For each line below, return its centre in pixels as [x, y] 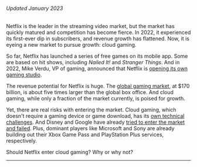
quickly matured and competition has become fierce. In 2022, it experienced [98, 33]
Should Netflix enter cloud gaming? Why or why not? [70, 152]
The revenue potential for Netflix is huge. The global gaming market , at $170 [98, 86]
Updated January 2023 [35, 8]
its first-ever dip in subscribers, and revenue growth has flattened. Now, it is [98, 39]
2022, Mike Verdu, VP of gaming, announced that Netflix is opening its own [97, 69]
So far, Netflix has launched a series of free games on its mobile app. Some [97, 56]
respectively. [21, 141]
